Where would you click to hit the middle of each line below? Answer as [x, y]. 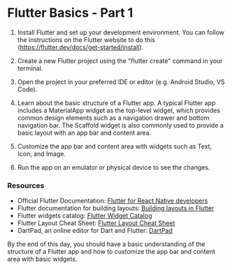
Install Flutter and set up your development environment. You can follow [121, 32]
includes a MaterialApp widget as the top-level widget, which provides [119, 110]
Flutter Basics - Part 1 [70, 13]
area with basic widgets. [42, 259]
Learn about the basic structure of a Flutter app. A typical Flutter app [116, 102]
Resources [26, 185]
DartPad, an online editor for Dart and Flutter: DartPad [95, 231]
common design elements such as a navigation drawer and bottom [113, 118]
